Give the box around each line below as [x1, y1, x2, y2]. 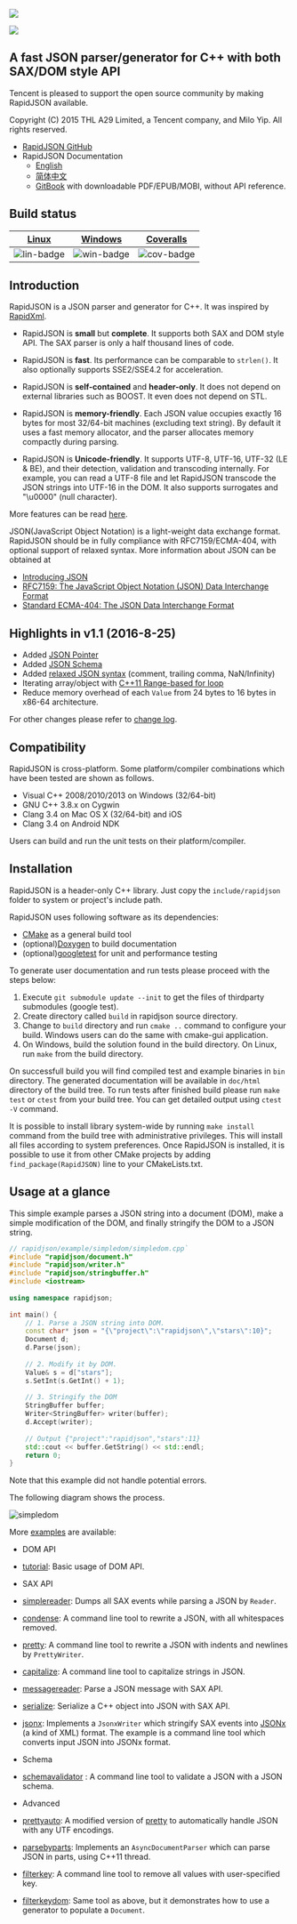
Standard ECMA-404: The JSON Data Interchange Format [21, 600, 235, 611]
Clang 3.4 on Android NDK [21, 818, 120, 829]
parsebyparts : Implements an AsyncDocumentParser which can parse [21, 1842, 270, 1853]
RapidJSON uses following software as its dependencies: [9, 912, 220, 922]
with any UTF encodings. [21, 1824, 114, 1836]
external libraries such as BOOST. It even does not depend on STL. [21, 391, 268, 402]
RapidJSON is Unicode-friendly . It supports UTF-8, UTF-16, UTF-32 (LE [21, 454, 288, 464]
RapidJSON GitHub [21, 141, 92, 151]
